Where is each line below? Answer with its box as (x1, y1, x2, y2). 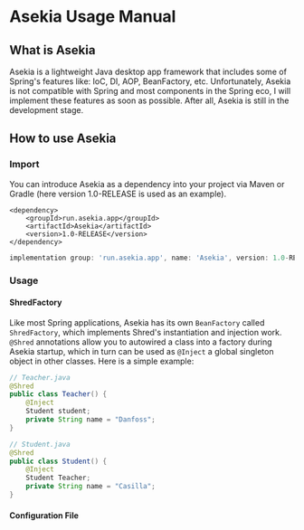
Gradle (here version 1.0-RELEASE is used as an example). (9, 188, 227, 199)
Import (9, 158, 40, 171)
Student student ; (25, 407, 91, 416)
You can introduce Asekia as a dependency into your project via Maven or (9, 178, 285, 189)
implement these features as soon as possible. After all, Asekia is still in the (9, 95, 290, 106)
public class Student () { (9, 457, 107, 466)
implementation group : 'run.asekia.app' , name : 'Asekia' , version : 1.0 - (9, 253, 290, 262)
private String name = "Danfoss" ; (25, 415, 156, 424)
